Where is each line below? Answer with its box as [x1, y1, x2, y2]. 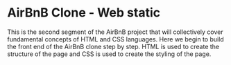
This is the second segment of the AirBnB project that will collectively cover [7, 28, 223, 36]
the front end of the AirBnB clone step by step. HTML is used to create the [7, 42, 220, 50]
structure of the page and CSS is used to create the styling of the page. [7, 50, 212, 58]
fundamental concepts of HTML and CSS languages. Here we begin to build [7, 35, 224, 43]
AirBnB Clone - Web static [7, 5, 161, 21]
